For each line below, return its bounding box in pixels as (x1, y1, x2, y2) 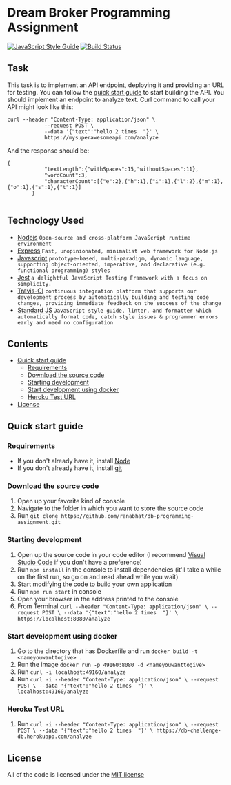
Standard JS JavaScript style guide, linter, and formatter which (17, 306, 212, 314)
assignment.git (17, 519, 61, 526)
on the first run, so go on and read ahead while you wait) (17, 572, 179, 581)
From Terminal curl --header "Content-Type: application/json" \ (17, 602, 208, 610)
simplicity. (17, 280, 52, 287)
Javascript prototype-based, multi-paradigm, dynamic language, (17, 253, 203, 262)
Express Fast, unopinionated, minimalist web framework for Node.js (17, 246, 219, 255)
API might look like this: (7, 102, 74, 111)
